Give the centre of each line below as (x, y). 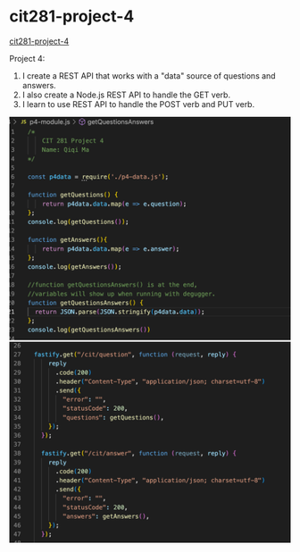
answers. (39, 85)
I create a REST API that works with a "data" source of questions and (149, 75)
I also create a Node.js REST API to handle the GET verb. (126, 95)
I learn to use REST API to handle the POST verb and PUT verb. (138, 104)
